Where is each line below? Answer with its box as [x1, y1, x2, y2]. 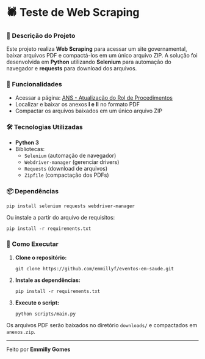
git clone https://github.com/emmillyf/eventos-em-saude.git [15, 265, 174, 272]
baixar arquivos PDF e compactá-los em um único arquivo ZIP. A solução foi [6, 52, 198, 59]
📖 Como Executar [6, 240, 59, 248]
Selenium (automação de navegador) [24, 152, 117, 160]
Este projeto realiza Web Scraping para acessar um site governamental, [6, 45, 187, 53]
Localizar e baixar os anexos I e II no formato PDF [15, 100, 140, 108]
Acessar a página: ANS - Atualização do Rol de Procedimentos [15, 94, 173, 102]
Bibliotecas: [15, 146, 45, 153]
